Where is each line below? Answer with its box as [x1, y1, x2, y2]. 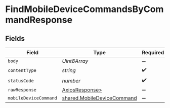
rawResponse [8, 87, 37, 92]
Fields [5, 34, 25, 43]
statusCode [8, 78, 34, 83]
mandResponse [5, 14, 72, 26]
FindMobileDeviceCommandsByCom [5, 4, 164, 15]
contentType [8, 67, 37, 73]
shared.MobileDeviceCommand [62, 94, 137, 101]
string [62, 67, 76, 74]
